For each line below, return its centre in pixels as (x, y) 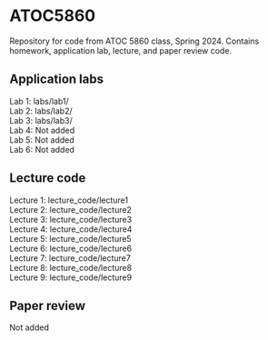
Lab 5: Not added (42, 140)
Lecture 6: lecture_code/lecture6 (71, 248)
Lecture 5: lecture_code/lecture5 (70, 238)
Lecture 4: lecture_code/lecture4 (71, 229)
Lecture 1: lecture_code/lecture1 (69, 200)
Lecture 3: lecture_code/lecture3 (71, 219)
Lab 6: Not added (42, 149)
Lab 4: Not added (42, 130)
